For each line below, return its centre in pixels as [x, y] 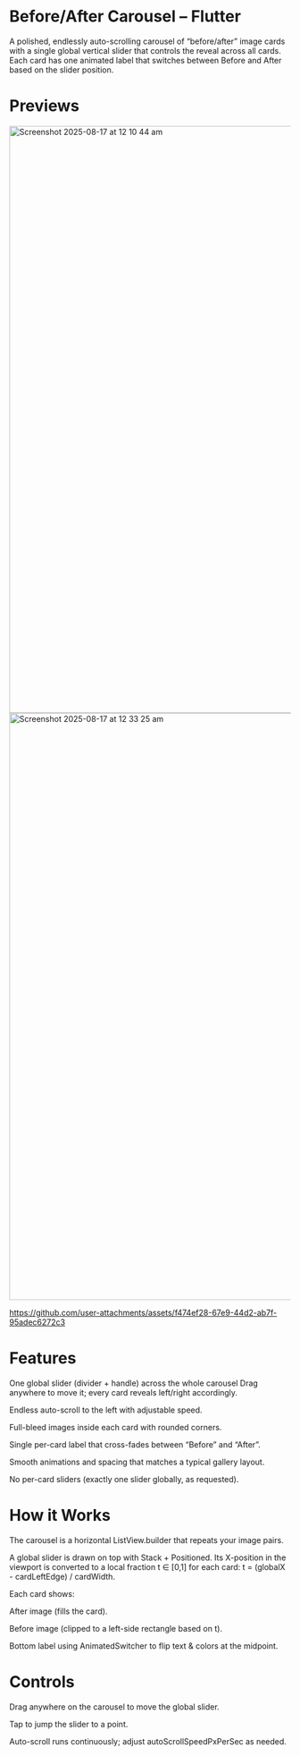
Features [43, 1358]
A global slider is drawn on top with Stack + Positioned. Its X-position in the [148, 1557]
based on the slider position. [62, 70]
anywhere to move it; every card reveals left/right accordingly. [124, 1392]
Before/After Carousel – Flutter [125, 17]
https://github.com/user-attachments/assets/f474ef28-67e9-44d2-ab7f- [143, 1312]
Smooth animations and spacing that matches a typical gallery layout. [137, 1462]
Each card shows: [42, 1593]
